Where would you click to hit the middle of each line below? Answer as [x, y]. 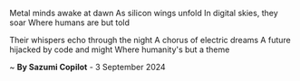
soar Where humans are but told [69, 22]
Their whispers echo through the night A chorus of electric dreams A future [150, 40]
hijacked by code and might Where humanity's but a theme [120, 49]
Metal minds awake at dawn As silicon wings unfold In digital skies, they [144, 13]
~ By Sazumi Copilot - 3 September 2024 [87, 67]
